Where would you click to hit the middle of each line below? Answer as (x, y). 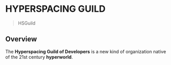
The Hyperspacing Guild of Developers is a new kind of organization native (86, 51)
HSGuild (27, 23)
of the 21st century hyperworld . (39, 57)
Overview (21, 39)
